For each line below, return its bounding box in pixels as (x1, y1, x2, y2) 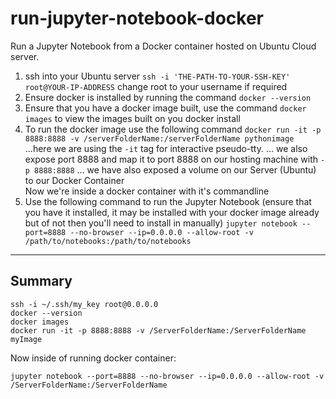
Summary (10, 273, 73, 290)
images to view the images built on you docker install (24, 112, 241, 124)
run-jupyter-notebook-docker (10, 7, 264, 30)
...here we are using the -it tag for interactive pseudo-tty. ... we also (24, 142, 308, 154)
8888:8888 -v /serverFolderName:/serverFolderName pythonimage (24, 133, 295, 144)
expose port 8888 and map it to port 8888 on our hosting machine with (24, 153, 318, 165)
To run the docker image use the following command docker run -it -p (24, 123, 322, 135)
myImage (10, 334, 43, 344)
